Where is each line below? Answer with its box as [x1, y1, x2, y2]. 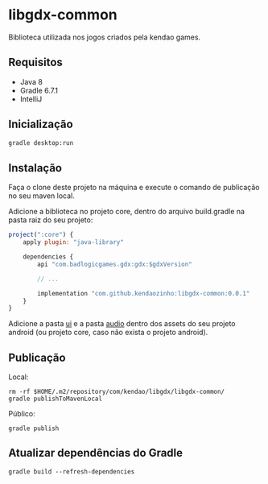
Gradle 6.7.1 [19, 85, 59, 95]
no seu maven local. [8, 191, 75, 201]
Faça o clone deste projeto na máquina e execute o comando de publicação [8, 183, 260, 192]
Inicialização [8, 118, 74, 131]
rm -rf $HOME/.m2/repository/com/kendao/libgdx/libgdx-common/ [8, 388, 225, 396]
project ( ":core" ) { [8, 231, 74, 239]
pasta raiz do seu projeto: [8, 215, 93, 225]
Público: [8, 409, 35, 419]
